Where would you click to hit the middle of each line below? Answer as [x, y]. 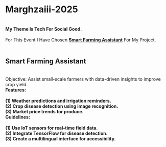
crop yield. [17, 84]
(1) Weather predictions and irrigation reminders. [58, 101]
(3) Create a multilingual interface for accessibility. [61, 138]
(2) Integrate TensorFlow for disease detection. [57, 133]
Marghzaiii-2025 [42, 9]
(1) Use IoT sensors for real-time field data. [52, 128]
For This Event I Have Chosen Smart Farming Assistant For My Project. [81, 40]
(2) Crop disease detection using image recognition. [62, 106]
